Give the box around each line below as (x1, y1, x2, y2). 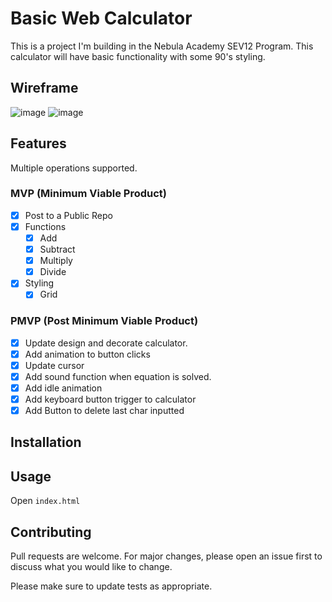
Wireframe (10, 80, 79, 97)
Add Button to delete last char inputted (24, 405, 185, 417)
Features (10, 135, 67, 152)
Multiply (39, 255, 73, 267)
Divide (39, 266, 67, 278)
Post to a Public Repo (24, 209, 113, 221)
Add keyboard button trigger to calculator (24, 393, 197, 405)
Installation (10, 434, 82, 451)
